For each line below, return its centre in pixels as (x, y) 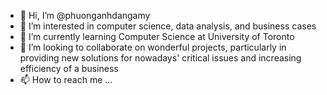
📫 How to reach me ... (66, 79)
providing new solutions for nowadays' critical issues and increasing (160, 58)
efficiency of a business (69, 68)
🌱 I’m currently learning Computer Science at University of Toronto (157, 36)
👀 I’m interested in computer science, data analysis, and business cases (168, 26)
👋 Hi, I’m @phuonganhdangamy (85, 15)
